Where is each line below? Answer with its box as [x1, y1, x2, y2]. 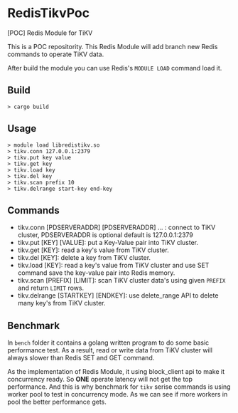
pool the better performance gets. [7, 397, 107, 407]
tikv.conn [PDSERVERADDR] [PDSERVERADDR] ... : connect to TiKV [17, 223, 216, 232]
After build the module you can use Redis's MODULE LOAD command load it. [7, 63, 222, 72]
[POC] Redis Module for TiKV [7, 28, 93, 37]
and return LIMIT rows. [17, 283, 84, 293]
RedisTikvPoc [7, 5, 90, 21]
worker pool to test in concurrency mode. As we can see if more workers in [7, 390, 228, 399]
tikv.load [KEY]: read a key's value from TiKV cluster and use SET [17, 261, 210, 270]
